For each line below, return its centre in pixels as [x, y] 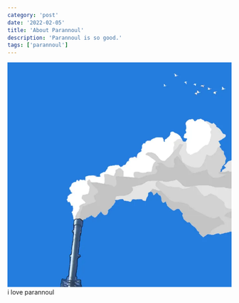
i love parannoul [31, 292]
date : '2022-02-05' [36, 22]
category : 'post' [33, 15]
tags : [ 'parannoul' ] [38, 45]
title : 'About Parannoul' [46, 30]
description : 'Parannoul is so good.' [65, 38]
